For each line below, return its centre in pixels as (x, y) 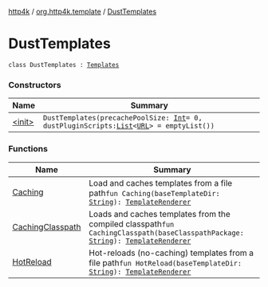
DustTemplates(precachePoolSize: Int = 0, (122, 118)
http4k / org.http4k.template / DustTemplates (83, 12)
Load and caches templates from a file (161, 183)
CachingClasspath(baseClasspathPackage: (167, 233)
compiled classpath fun (132, 224)
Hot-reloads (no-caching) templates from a (171, 253)
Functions (28, 149)
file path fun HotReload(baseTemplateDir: (165, 262)
